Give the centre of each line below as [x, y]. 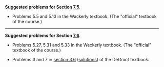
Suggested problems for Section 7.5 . [43, 7]
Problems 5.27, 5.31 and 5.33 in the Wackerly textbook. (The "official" [82, 45]
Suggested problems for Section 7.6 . [43, 35]
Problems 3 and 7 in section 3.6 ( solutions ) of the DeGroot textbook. [81, 59]
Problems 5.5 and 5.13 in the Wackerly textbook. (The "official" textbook [84, 16]
